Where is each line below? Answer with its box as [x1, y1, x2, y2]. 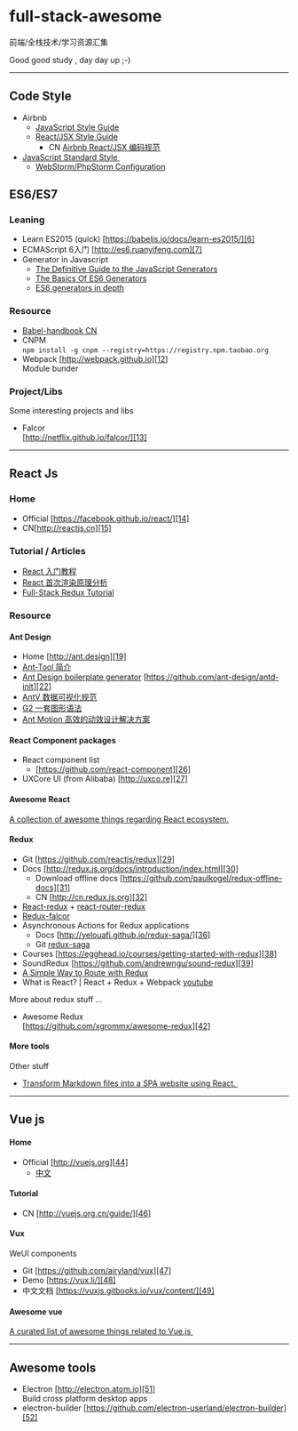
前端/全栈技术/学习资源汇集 [9, 36, 109, 47]
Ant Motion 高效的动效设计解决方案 [21, 714, 151, 725]
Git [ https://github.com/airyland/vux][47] [21, 1265, 172, 1275]
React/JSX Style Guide [35, 131, 118, 141]
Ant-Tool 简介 [21, 662, 72, 672]
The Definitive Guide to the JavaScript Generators [35, 264, 218, 275]
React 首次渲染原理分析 [21, 577, 108, 588]
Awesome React [9, 793, 71, 804]
